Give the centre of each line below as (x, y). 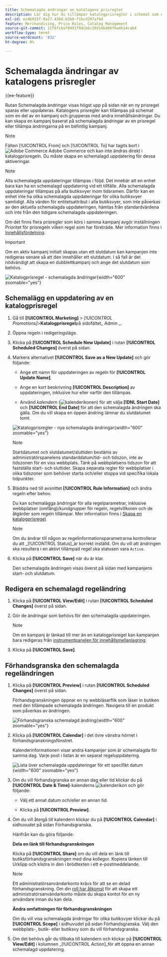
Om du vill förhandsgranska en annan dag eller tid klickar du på (77, 780)
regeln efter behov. (32, 493)
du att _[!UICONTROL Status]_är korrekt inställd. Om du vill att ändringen (86, 543)
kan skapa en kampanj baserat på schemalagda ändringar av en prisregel (80, 121)
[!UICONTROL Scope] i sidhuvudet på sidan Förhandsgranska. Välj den (85, 924)
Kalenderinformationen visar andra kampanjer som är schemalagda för (85, 750)
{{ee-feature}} (20, 95)
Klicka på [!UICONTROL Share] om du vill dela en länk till (71, 854)
